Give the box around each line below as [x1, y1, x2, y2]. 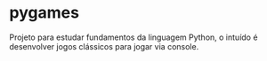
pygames [9, 3, 80, 23]
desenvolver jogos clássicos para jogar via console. [9, 41, 199, 51]
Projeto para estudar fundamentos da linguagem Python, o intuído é [9, 32, 258, 42]
